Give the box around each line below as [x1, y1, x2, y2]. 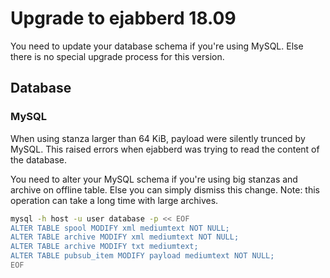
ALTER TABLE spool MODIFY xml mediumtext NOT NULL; [10, 223, 230, 233]
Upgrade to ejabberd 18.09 [10, 7, 237, 30]
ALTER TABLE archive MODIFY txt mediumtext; [10, 242, 199, 252]
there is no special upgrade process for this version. [10, 50, 225, 62]
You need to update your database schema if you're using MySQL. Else [10, 40, 304, 52]
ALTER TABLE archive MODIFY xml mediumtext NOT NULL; [10, 232, 240, 242]
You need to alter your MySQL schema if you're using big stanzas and [10, 173, 298, 185]
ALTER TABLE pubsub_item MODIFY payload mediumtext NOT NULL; [10, 251, 275, 261]
